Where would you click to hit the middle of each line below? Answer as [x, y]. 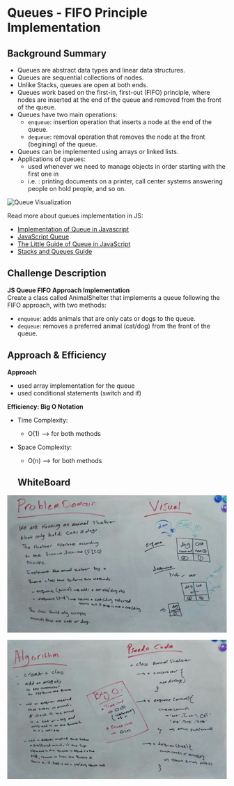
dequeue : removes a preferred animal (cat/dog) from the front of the [114, 326]
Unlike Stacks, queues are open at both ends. [83, 85]
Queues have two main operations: [67, 114]
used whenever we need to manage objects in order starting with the [127, 166]
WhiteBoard [44, 483]
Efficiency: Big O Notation [45, 407]
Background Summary [57, 53]
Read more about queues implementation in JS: [75, 216]
